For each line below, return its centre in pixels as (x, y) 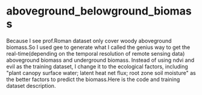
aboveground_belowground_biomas (99, 11)
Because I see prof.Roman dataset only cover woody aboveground (89, 41)
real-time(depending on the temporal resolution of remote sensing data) (96, 53)
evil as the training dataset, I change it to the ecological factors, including (97, 66)
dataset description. (31, 85)
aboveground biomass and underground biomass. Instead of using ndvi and (100, 60)
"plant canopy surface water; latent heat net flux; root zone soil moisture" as (101, 73)
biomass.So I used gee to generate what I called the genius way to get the (98, 47)
